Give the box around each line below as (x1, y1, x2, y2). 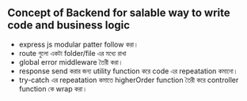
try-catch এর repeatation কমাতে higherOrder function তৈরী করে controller (18, 75, 239, 84)
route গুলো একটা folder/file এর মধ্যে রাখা (18, 48, 127, 58)
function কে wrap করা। (18, 84, 88, 93)
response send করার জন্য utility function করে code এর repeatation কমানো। (18, 66, 238, 76)
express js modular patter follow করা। (18, 39, 139, 49)
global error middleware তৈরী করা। (18, 57, 123, 66)
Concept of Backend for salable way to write (7, 6, 230, 20)
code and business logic (7, 19, 131, 32)
